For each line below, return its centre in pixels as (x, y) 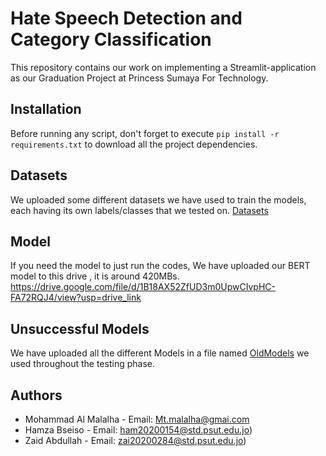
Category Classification (111, 39)
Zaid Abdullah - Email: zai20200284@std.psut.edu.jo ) (135, 440)
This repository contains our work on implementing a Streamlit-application (163, 67)
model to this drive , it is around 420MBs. (95, 276)
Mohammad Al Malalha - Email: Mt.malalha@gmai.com (137, 419)
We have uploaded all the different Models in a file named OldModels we (160, 353)
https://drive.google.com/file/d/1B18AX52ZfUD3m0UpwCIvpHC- (143, 287)
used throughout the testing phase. (82, 364)
